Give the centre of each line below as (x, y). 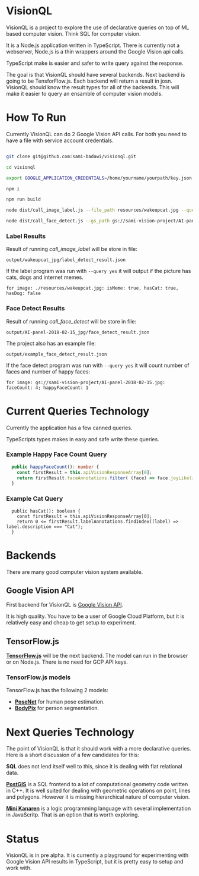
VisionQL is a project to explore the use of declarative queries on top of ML (98, 27)
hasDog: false (24, 293)
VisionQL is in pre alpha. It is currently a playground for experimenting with (97, 855)
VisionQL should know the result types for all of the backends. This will (93, 87)
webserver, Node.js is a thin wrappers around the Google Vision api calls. (96, 51)
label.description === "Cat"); (45, 527)
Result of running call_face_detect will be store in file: (71, 321)
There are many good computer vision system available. (75, 572)
